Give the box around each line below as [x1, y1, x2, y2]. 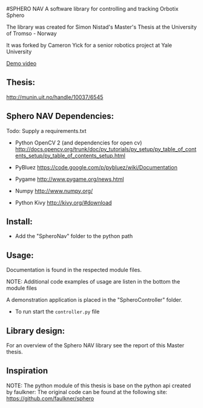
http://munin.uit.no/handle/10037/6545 [6, 93, 104, 101]
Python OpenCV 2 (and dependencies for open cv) [15, 139, 142, 146]
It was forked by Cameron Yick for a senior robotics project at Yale [6, 42, 173, 49]
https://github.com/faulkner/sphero [6, 395, 95, 402]
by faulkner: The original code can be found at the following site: [6, 388, 168, 395]
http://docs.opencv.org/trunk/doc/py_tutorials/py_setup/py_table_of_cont [15, 145, 197, 152]
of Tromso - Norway [6, 30, 57, 37]
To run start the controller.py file [15, 308, 100, 315]
